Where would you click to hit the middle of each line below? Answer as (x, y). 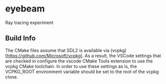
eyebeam (25, 9)
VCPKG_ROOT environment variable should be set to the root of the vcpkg (82, 71)
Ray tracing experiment (29, 22)
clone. (12, 77)
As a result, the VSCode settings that (123, 55)
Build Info (21, 38)
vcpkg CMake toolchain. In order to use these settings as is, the (71, 66)
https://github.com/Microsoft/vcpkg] (45, 55)
